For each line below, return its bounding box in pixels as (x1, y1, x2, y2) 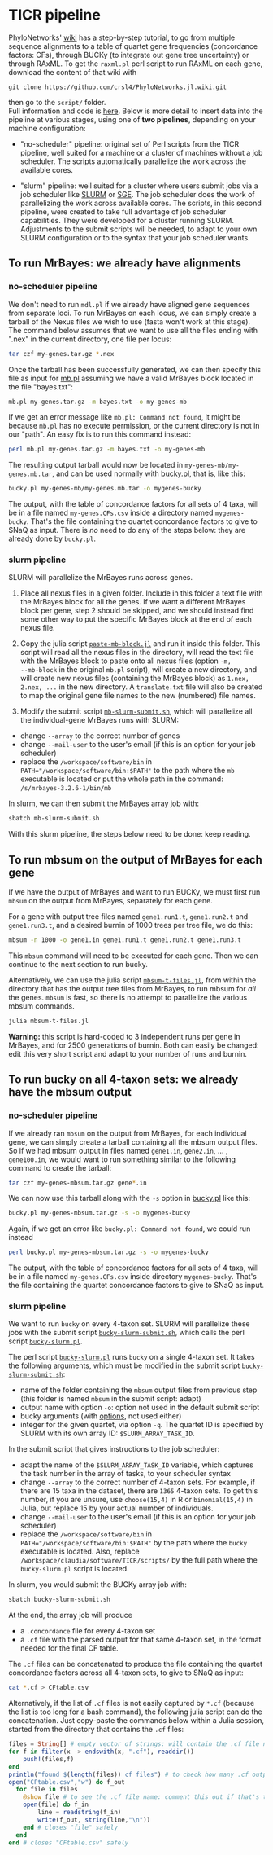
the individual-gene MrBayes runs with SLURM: (19, 715, 180, 725)
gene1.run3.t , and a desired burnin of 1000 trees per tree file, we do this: (8, 921, 253, 930)
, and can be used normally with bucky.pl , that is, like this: (51, 468, 245, 478)
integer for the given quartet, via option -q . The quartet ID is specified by (19, 1420, 264, 1430)
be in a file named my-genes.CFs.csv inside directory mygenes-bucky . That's (8, 1272, 258, 1281)
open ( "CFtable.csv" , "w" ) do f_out (8, 1778, 126, 1786)
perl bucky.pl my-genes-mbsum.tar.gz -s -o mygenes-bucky (8, 1248, 209, 1256)
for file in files (15, 1786, 79, 1794)
